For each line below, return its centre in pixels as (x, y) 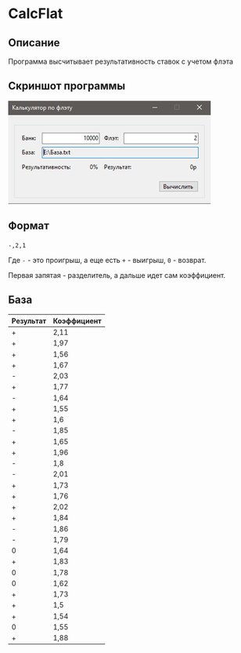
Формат (29, 226)
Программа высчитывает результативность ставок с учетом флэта (120, 61)
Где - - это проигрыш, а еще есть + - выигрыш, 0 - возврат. (107, 260)
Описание (34, 43)
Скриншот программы (67, 86)
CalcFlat (36, 14)
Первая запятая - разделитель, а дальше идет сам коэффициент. (117, 275)
